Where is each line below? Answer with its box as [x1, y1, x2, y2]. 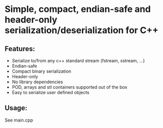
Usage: [4, 104, 28, 113]
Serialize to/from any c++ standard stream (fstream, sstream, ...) [11, 58, 145, 63]
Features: [4, 44, 35, 53]
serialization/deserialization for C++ [4, 25, 158, 36]
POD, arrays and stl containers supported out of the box [11, 84, 127, 90]
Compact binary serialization [11, 68, 71, 74]
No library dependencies [11, 79, 63, 85]
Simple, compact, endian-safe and [4, 3, 151, 15]
